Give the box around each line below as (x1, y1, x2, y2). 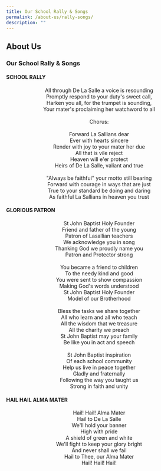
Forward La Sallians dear (68, 130, 130, 137)
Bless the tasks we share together (58, 308, 140, 315)
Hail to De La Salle (77, 416, 121, 423)
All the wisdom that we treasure (61, 320, 137, 327)
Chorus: (89, 118, 109, 125)
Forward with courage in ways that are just (47, 180, 152, 187)
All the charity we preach (68, 327, 130, 334)
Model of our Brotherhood (67, 295, 131, 302)
